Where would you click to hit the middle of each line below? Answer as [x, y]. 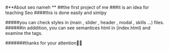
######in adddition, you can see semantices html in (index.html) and [78, 28]
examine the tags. [24, 33]
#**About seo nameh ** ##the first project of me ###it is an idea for [77, 7]
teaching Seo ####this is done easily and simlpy [56, 13]
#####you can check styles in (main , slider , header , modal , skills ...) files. [85, 22]
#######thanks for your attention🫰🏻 [44, 43]
